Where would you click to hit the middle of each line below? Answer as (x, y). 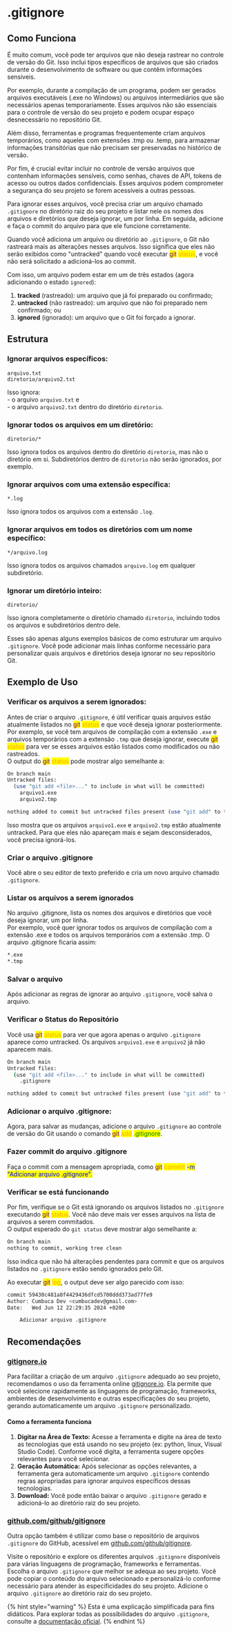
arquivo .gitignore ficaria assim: (52, 942)
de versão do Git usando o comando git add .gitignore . (85, 1134)
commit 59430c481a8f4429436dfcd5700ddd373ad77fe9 (80, 1295)
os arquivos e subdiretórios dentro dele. (64, 625)
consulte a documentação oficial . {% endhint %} (76, 1622)
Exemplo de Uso (42, 682)
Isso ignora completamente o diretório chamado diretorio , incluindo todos (114, 617)
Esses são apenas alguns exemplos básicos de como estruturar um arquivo (115, 638)
